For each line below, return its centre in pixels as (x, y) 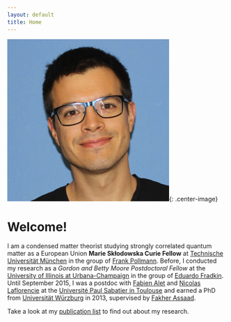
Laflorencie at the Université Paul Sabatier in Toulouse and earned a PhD (111, 291)
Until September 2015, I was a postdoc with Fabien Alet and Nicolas (104, 283)
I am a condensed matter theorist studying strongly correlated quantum (110, 246)
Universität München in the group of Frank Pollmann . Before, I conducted (112, 261)
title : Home (24, 22)
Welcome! (37, 227)
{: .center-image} (194, 199)
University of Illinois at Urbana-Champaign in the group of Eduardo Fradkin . (115, 276)
